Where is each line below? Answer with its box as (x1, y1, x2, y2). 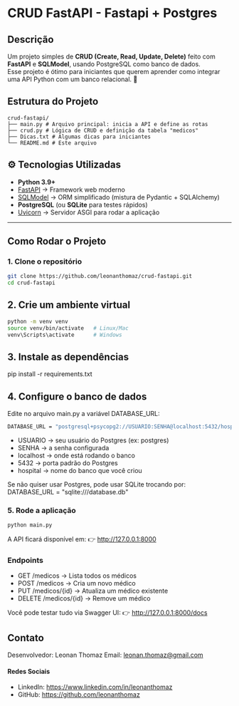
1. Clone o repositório (7, 256, 83, 266)
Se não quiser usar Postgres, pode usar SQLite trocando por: (7, 480, 186, 489)
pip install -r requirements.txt (7, 370, 92, 378)
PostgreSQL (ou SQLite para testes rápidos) (17, 200, 148, 209)
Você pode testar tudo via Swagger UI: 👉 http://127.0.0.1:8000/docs (7, 608, 208, 617)
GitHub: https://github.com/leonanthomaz (17, 690, 140, 699)
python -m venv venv (7, 318, 69, 325)
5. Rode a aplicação (7, 505, 76, 515)
